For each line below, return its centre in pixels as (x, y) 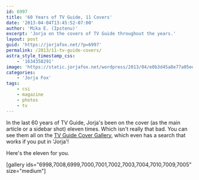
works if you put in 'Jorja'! (38, 141)
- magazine (30, 94)
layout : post (22, 39)
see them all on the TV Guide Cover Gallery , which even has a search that (96, 135)
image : (14, 67)
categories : (21, 72)
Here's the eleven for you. (38, 153)
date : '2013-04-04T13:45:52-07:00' (50, 23)
